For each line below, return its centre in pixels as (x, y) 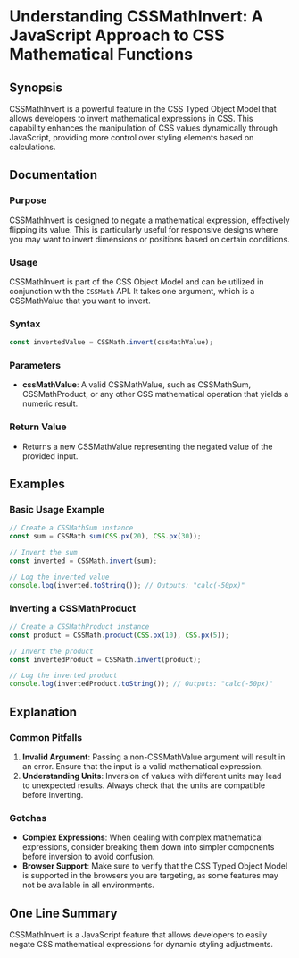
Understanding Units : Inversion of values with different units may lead (152, 776)
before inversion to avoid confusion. (88, 857)
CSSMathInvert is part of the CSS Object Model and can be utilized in (137, 281)
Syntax (25, 324)
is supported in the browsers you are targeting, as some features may (150, 876)
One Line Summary (63, 913)
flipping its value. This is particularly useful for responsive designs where (144, 229)
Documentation (54, 175)
